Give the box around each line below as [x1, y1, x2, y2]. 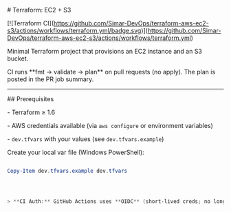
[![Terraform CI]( [7, 19, 54, 27]
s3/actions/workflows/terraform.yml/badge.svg [7, 27, 142, 34]
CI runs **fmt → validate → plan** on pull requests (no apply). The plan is [7, 68, 216, 76]
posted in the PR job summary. [7, 75, 94, 83]
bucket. [7, 54, 29, 63]
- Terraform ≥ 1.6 [7, 108, 56, 116]
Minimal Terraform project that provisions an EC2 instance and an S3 [7, 47, 203, 55]
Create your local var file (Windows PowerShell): [7, 148, 144, 156]
